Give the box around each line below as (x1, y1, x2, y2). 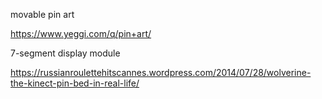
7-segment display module (10, 47, 121, 59)
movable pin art (10, 9, 75, 20)
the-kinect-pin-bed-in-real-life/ (10, 77, 140, 89)
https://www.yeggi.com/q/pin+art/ (10, 28, 152, 39)
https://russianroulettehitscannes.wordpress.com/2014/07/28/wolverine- (10, 67, 312, 78)
